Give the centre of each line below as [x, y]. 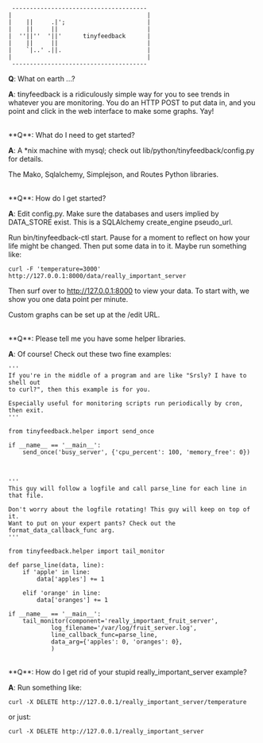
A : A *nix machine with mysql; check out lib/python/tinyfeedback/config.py [131, 151]
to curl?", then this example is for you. [79, 389]
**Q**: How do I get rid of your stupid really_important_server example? [128, 672]
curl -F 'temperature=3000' [55, 269]
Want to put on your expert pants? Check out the [92, 523]
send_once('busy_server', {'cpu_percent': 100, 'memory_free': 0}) [136, 452]
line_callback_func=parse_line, [104, 635]
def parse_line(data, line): [56, 565]
